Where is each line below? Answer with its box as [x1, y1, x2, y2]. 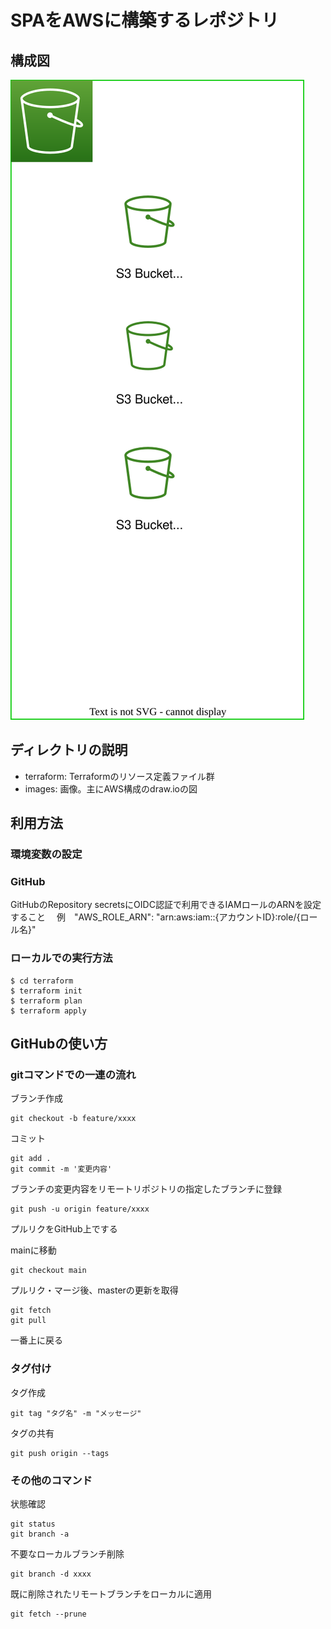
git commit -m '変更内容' [10, 1164, 113, 1175]
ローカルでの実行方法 [10, 951, 113, 965]
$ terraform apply [10, 1006, 87, 1016]
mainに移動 [10, 1244, 57, 1256]
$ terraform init [10, 986, 83, 996]
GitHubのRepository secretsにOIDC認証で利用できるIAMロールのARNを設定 [10, 899, 322, 911]
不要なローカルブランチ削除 [10, 1548, 125, 1560]
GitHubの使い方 [10, 1036, 108, 1053]
